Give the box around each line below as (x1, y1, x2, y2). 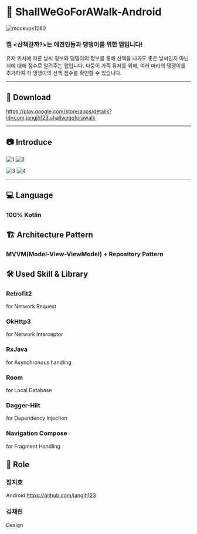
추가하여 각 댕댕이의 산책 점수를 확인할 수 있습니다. (6, 70, 122, 77)
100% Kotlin (6, 211, 42, 219)
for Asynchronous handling (6, 359, 72, 366)
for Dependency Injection (6, 414, 67, 421)
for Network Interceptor (6, 331, 63, 338)
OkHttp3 (6, 318, 31, 326)
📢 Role (6, 460, 30, 470)
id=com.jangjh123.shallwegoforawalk (6, 114, 96, 121)
